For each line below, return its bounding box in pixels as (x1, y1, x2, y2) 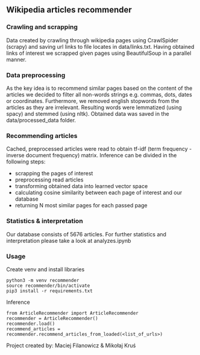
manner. (6, 55, 27, 63)
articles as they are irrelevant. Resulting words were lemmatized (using (6, 104, 182, 111)
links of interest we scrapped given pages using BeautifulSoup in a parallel (6, 49, 192, 57)
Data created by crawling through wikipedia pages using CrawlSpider (6, 36, 179, 44)
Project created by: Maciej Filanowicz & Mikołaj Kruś (6, 342, 136, 349)
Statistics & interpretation (6, 217, 83, 225)
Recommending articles (6, 131, 78, 140)
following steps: (6, 158, 46, 165)
